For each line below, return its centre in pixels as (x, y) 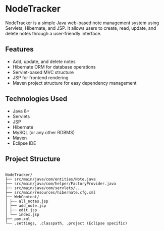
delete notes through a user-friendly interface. (53, 33)
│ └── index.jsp (22, 215)
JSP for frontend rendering (41, 77)
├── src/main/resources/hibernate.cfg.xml (50, 193)
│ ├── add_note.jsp (26, 206)
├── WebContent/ (22, 197)
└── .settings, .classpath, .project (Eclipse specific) (66, 223)
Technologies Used (36, 99)
